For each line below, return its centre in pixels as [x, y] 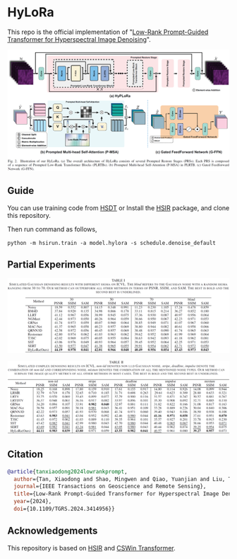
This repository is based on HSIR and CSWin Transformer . [91, 548]
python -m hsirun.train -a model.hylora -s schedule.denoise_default [112, 243]
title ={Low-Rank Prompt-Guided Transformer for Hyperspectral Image [116, 494]
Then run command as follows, [52, 229]
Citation [25, 455]
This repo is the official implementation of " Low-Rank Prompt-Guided [108, 32]
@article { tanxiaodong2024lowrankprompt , [68, 471]
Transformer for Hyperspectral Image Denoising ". [79, 39]
